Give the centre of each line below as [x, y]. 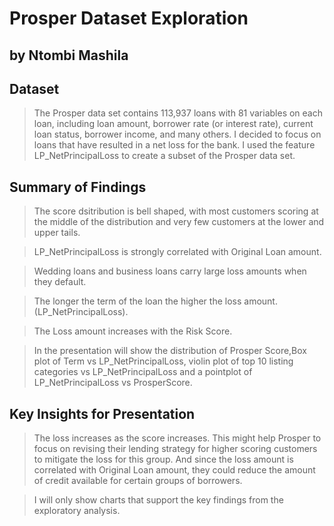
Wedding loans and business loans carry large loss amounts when [170, 271]
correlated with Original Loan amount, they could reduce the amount [174, 470]
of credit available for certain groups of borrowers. [138, 481]
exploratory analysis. [77, 511]
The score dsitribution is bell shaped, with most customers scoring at [176, 211]
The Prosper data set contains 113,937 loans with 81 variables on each [178, 113]
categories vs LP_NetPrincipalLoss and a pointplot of [143, 372]
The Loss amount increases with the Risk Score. [133, 331]
